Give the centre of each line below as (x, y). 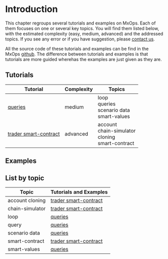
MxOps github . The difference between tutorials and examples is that (77, 54)
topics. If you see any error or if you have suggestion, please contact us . (80, 39)
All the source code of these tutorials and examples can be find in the (77, 48)
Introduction (32, 9)
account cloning (27, 200)
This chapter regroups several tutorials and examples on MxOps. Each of (80, 23)
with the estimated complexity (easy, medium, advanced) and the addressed (84, 33)
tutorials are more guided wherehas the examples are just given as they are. (83, 59)
